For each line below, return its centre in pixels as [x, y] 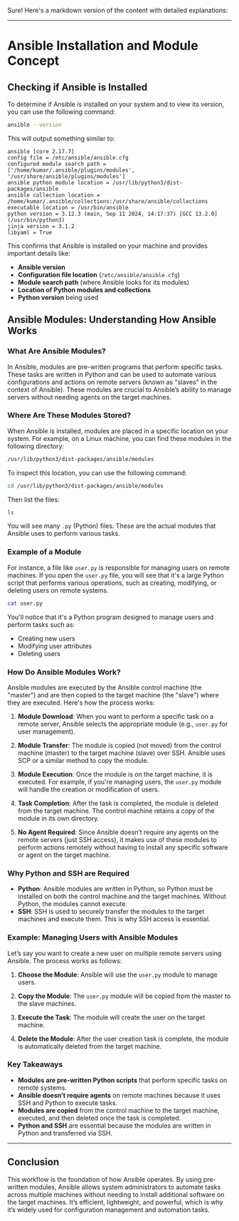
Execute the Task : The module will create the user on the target [111, 1017]
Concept [33, 61]
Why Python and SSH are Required [68, 873]
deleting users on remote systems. [58, 590]
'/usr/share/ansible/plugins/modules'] [67, 176]
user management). [47, 731]
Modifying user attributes [55, 646]
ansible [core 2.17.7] [41, 151]
